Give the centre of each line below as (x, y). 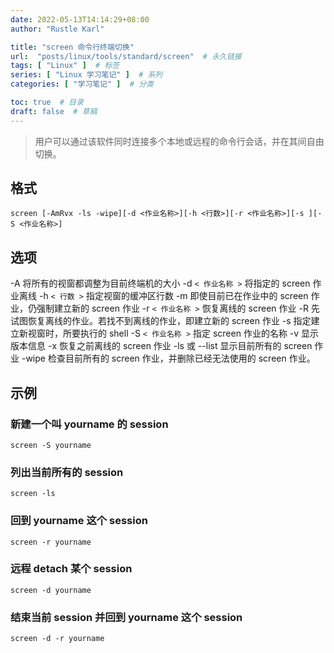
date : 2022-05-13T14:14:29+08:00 (80, 19)
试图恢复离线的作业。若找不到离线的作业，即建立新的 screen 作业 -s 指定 (161, 321)
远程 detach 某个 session (71, 569)
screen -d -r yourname (57, 639)
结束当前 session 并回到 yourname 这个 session (126, 617)
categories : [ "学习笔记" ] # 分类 (82, 84)
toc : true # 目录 (47, 102)
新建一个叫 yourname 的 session (89, 424)
